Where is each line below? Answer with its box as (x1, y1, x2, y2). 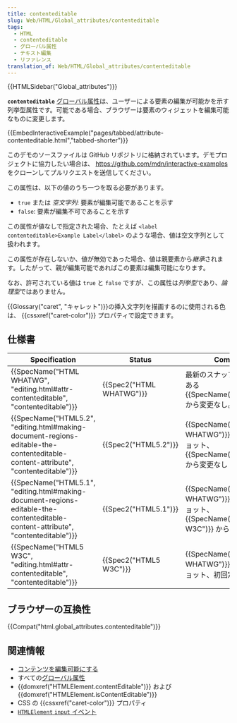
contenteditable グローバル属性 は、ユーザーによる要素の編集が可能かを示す (7, 97, 229, 105)
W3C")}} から (185, 524, 231, 534)
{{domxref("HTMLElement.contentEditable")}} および (17, 682, 172, 691)
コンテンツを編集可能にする (17, 664, 99, 674)
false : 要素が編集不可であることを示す (17, 207, 130, 215)
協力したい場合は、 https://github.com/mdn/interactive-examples (37, 159, 228, 168)
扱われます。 (7, 239, 44, 248)
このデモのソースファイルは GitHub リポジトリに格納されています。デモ (7, 150, 216, 159)
